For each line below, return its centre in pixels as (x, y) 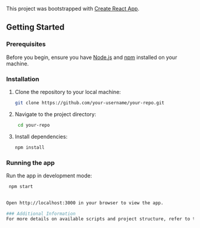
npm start (21, 186)
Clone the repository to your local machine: (68, 92)
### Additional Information (41, 214)
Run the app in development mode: (49, 176)
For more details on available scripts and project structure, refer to (98, 219)
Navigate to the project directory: (55, 114)
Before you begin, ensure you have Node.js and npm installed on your (92, 57)
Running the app (31, 163)
